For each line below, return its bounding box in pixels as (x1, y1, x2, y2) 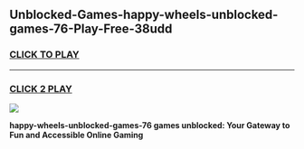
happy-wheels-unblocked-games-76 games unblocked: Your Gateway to (9, 119, 290, 130)
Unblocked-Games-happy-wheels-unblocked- (9, 7, 279, 23)
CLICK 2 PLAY (9, 82, 72, 95)
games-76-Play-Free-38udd (9, 22, 173, 37)
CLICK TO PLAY (9, 49, 80, 61)
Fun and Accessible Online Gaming (9, 129, 144, 140)
